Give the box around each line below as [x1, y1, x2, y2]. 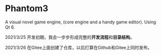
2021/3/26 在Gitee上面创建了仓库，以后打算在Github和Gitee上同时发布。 [5, 44, 152, 50]
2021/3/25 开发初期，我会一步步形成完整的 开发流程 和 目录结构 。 [5, 34, 135, 40]
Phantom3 [5, 3, 49, 14]
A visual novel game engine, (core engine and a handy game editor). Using [5, 19, 156, 25]
